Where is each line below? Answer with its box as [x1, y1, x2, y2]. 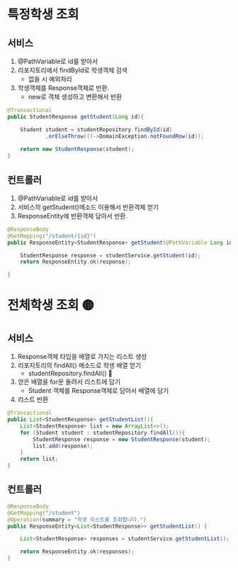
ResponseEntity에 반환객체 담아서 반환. [17, 211, 127, 220]
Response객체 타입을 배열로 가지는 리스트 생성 [17, 352, 147, 361]
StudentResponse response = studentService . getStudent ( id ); [20, 252, 201, 259]
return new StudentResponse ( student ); [20, 146, 135, 153]
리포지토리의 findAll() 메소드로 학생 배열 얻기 [17, 361, 142, 369]
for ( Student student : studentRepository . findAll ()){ [20, 429, 186, 436]
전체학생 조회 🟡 [7, 297, 94, 313]
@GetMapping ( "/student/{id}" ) [7, 232, 97, 240]
